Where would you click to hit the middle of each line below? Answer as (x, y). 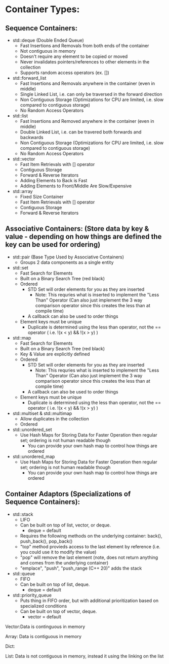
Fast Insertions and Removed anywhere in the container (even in (87, 121)
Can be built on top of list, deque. (55, 584)
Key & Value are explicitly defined (55, 354)
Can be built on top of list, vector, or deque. (66, 525)
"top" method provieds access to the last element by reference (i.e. (90, 546)
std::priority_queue (32, 595)
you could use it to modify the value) (58, 552)
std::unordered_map (34, 456)
